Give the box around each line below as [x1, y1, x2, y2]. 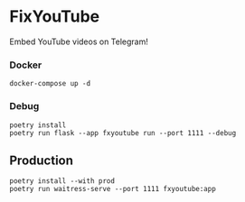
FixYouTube [9, 6, 100, 27]
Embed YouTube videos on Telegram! [9, 36, 149, 47]
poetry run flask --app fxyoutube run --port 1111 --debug [9, 128, 237, 137]
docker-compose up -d [9, 79, 91, 88]
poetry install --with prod [9, 177, 116, 186]
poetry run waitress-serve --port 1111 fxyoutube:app [9, 185, 217, 194]
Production [9, 152, 74, 168]
